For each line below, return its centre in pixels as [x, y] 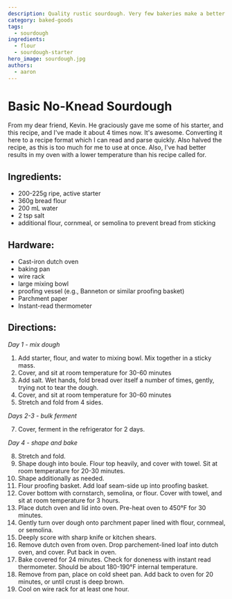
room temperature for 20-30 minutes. [71, 470]
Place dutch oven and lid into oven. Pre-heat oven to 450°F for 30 [112, 507]
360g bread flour [42, 201]
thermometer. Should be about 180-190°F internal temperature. [108, 566]
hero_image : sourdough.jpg [47, 59]
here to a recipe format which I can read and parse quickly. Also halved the [115, 140]
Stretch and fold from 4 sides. [60, 402]
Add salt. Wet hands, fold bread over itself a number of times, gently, [116, 380]
